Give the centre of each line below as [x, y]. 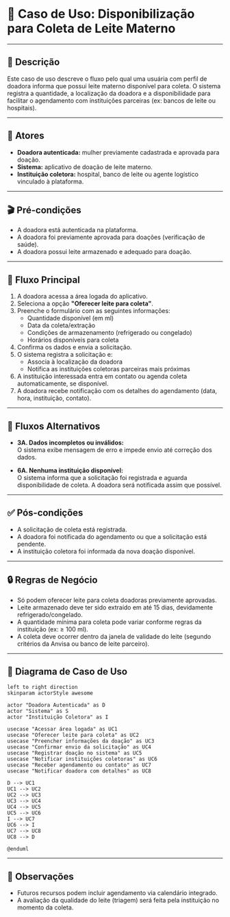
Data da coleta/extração [61, 325]
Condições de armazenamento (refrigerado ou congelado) [110, 333]
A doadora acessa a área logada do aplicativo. [82, 297]
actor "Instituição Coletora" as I [58, 717]
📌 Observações [40, 876]
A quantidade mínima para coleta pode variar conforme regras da [109, 622]
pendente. [31, 544]
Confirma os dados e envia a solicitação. [74, 347]
